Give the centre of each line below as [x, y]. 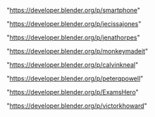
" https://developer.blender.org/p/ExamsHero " [73, 92]
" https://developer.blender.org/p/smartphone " [74, 10]
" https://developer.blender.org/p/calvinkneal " [73, 65]
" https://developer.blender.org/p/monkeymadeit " [77, 51]
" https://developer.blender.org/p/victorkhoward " [77, 106]
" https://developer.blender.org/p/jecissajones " [74, 24]
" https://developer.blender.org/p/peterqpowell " [75, 78]
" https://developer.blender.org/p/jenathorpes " [73, 37]
